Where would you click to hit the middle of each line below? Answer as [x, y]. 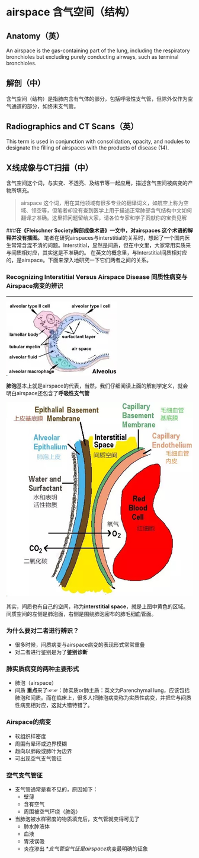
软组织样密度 [30, 736]
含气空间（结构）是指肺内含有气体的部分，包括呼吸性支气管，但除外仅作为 [97, 98]
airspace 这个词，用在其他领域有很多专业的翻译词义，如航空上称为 [102, 203]
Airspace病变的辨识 [35, 286]
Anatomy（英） [35, 36]
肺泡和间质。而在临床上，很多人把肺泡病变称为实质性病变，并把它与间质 [103, 698]
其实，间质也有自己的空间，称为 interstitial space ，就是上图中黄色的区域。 [97, 606]
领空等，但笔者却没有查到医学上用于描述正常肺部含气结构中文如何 [112, 211]
